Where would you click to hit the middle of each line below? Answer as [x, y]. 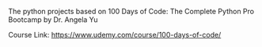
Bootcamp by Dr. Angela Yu [53, 20]
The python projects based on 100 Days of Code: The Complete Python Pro [131, 11]
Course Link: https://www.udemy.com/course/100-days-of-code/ [115, 35]
